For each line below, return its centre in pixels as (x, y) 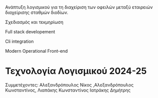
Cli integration (19, 41)
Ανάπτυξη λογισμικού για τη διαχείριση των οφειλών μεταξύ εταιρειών (79, 7)
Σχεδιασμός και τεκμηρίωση (34, 22)
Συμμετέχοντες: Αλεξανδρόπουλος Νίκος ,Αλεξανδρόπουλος (70, 85)
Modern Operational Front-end (37, 51)
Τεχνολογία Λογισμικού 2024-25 (76, 71)
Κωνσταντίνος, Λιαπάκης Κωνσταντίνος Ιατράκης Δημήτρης (68, 90)
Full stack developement (30, 32)
